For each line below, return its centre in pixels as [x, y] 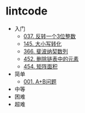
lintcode [27, 11]
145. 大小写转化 [42, 44]
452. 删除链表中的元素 [51, 59]
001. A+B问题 [40, 81]
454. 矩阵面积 [40, 66]
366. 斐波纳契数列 [46, 51]
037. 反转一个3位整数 [49, 36]
